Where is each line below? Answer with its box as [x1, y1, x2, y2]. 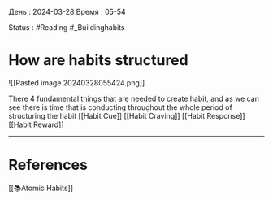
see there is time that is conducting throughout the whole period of [8, 102, 233, 112]
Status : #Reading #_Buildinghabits [8, 23, 125, 32]
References [8, 156, 88, 174]
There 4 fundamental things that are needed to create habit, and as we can [8, 93, 260, 103]
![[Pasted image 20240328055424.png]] [8, 77, 145, 88]
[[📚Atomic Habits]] [8, 183, 74, 193]
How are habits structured [8, 51, 188, 70]
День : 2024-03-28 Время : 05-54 [8, 7, 126, 16]
